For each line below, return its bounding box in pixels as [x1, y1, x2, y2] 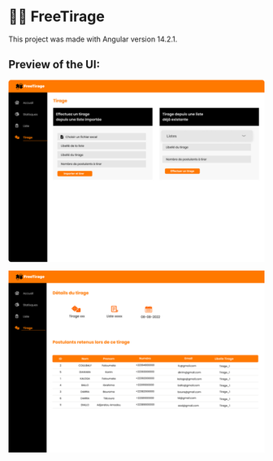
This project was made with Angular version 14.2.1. [8, 34, 178, 44]
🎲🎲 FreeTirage [8, 7, 106, 26]
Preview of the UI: [8, 58, 100, 72]
